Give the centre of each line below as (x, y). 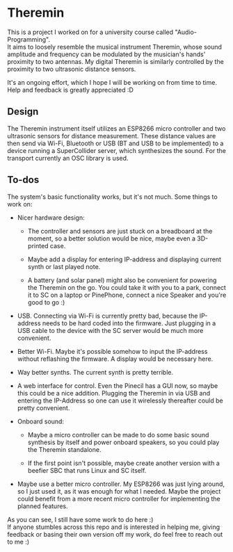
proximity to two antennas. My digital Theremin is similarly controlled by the (115, 61)
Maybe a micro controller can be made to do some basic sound (118, 435)
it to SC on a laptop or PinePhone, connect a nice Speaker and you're (127, 295)
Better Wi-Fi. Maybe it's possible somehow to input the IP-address (112, 351)
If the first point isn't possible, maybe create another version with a (124, 463)
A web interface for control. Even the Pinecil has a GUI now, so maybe (118, 385)
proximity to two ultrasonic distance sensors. (72, 69)
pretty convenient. (43, 407)
